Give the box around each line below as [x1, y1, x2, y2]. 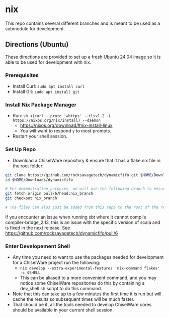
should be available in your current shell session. [12, 307, 114, 313]
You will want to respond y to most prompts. [20, 128, 112, 134]
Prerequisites [5, 72, 39, 79]
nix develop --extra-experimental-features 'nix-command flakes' [20, 266, 160, 271]
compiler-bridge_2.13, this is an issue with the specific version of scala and [5, 219, 160, 225]
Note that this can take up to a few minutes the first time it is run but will [12, 291, 162, 297]
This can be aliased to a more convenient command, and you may [20, 275, 157, 281]
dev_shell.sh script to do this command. [20, 286, 102, 292]
